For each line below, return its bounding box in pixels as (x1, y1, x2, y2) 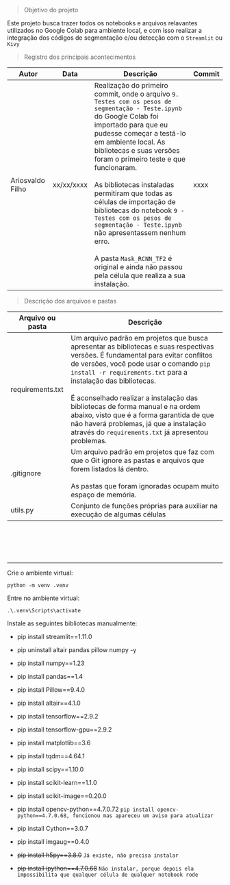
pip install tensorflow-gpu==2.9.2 (16, 725, 112, 734)
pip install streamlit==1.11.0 (16, 633, 92, 640)
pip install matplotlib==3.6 (16, 739, 91, 747)
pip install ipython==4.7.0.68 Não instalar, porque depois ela (16, 864, 194, 872)
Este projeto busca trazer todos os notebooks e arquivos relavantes (7, 19, 198, 27)
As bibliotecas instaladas (94, 180, 175, 189)
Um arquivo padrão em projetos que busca (71, 334, 209, 342)
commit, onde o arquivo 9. (94, 89, 179, 99)
